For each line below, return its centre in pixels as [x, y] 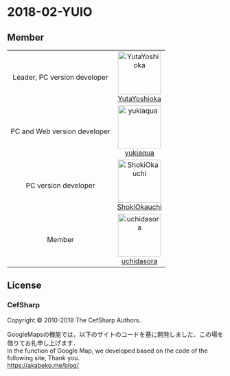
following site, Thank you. [44, 357]
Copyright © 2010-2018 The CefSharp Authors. [74, 320]
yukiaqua [139, 153]
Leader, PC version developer [60, 77]
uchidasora [139, 261]
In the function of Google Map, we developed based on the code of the [107, 351]
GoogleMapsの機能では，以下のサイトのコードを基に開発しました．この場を [115, 334]
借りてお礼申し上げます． [43, 343]
